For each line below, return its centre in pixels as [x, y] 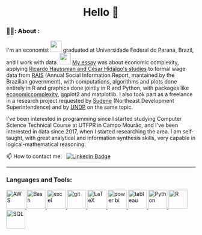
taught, [15, 138]
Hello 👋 [101, 12]
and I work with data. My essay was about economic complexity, [93, 63]
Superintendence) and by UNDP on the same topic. [70, 107]
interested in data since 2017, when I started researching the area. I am [94, 132]
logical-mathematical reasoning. [46, 144]
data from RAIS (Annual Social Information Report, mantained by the [90, 75]
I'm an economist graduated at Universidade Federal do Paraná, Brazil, [100, 50]
